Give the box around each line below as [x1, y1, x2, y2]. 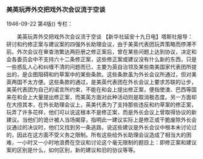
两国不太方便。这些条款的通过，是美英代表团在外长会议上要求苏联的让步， [11, 79, 197, 86]
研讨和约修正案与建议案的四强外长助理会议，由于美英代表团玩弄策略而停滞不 [6, 41, 197, 48]
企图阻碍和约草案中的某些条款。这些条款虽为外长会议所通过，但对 [27, 71, 192, 78]
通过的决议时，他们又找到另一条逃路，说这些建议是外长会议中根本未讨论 [11, 124, 192, 131]
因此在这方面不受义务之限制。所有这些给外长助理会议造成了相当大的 [16, 131, 186, 138]
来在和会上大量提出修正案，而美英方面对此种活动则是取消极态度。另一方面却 [6, 94, 197, 101]
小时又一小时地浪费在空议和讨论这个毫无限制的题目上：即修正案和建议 [22, 139, 197, 146]
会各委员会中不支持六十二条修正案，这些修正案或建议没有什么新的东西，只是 [6, 56, 197, 63]
